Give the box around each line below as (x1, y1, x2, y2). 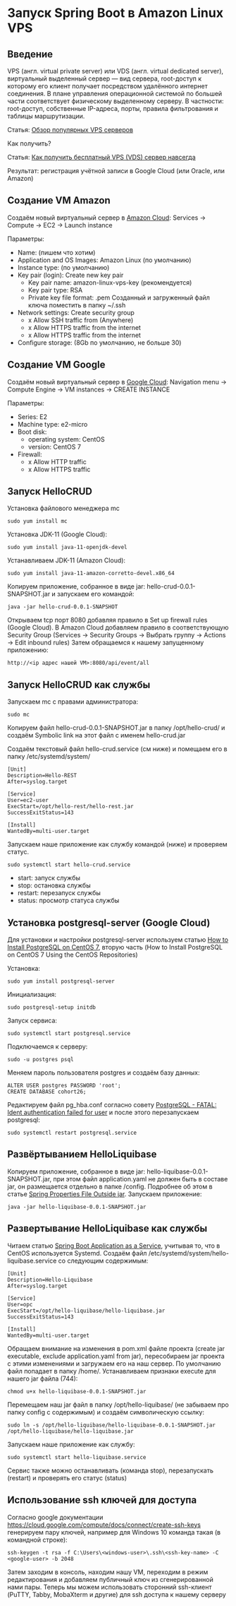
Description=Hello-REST (7, 772, 77, 779)
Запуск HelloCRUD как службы (7, 678, 151, 690)
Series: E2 (17, 412, 48, 421)
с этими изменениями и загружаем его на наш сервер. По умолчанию (7, 1359, 221, 1368)
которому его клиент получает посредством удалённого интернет (7, 82, 208, 90)
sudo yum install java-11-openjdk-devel (7, 544, 128, 551)
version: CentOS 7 (27, 442, 81, 451)
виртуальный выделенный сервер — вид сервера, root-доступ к (7, 74, 202, 83)
